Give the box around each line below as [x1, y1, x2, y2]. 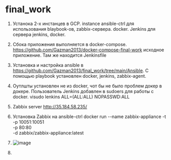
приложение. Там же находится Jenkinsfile [12, 52, 107, 58]
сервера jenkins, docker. [12, 31, 66, 37]
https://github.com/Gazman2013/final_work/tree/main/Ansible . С [12, 67, 149, 74]
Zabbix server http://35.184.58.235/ [12, 103, 88, 109]
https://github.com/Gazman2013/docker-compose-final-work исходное [12, 47, 164, 53]
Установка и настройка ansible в [12, 62, 84, 68]
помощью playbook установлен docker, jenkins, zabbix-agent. [12, 73, 146, 79]
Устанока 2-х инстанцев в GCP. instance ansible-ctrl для [12, 20, 134, 27]
